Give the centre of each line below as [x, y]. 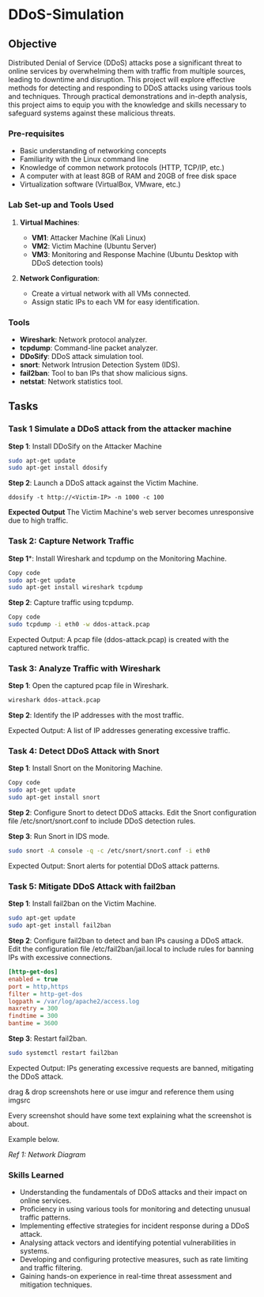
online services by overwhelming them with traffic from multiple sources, [127, 71]
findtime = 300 [33, 1016]
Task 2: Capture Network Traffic [71, 541]
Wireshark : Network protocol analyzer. [83, 339]
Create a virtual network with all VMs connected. [111, 293]
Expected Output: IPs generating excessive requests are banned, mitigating [131, 1068]
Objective [33, 44]
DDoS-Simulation [66, 15]
